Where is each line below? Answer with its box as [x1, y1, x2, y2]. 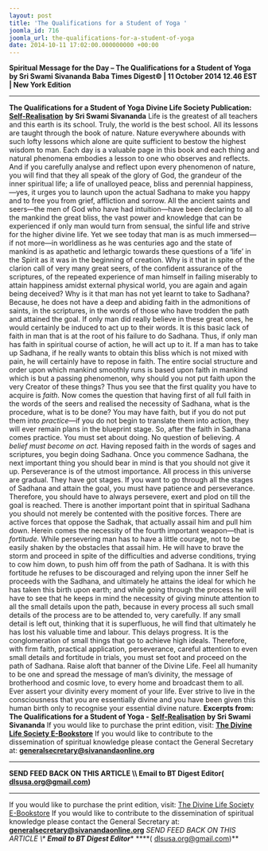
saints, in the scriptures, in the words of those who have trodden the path [9, 306, 250, 315]
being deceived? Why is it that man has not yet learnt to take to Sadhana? [9, 289, 250, 299]
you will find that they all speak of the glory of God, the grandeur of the [9, 170, 242, 180]
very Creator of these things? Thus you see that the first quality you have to [9, 382, 257, 392]
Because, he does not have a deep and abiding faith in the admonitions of [9, 298, 251, 307]
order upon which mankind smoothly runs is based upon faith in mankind [9, 365, 248, 375]
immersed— [216, 230, 257, 240]
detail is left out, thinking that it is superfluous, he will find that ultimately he [9, 619, 257, 629]
